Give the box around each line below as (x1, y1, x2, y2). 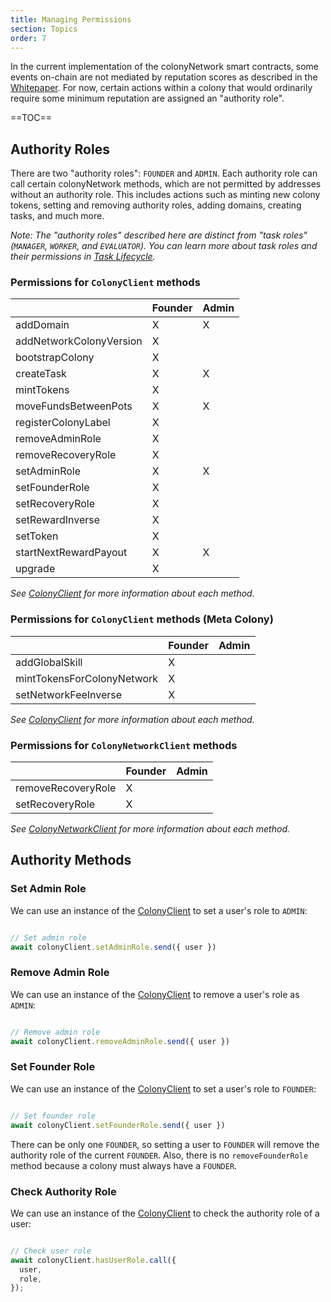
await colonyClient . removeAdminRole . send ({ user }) (10, 1036, 230, 1046)
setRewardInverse (15, 513, 101, 527)
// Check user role (10, 1246, 92, 1256)
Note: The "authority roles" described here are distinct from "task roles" (10, 229, 308, 241)
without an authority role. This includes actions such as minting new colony (10, 189, 321, 201)
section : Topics (10, 24, 78, 34)
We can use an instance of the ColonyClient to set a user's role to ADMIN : (10, 904, 308, 916)
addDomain (15, 318, 70, 332)
